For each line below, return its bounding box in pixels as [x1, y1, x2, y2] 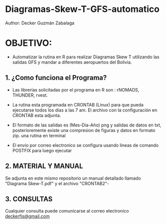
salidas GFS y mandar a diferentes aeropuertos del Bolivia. [12, 59, 132, 65]
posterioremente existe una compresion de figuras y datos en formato [12, 127, 156, 133]
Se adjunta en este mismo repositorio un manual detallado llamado [5, 175, 141, 181]
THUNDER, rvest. [12, 92, 48, 98]
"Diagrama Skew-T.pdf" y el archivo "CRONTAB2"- [5, 180, 110, 186]
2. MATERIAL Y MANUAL [5, 162, 83, 170]
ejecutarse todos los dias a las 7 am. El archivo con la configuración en [12, 107, 158, 113]
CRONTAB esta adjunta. [12, 112, 61, 118]
